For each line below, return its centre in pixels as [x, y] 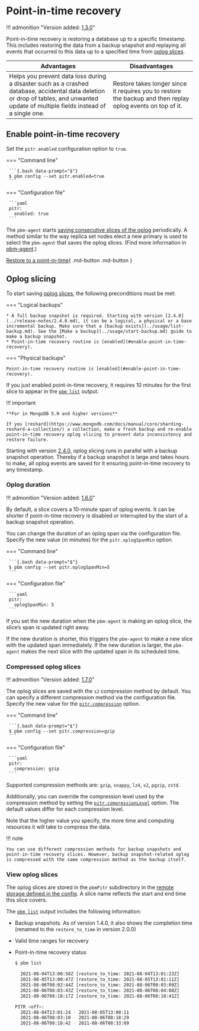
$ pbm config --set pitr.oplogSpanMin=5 [59, 567]
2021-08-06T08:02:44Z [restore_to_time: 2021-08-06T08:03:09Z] [100, 985]
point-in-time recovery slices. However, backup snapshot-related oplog [98, 855]
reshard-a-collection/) [36, 429]
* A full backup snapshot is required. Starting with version [84, 316]
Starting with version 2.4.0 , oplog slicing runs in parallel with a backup [92, 451]
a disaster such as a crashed [49, 83]
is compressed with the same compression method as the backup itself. [96, 860]
